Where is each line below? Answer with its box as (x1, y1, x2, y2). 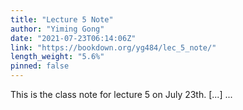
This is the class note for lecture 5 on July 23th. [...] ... (10, 89, 233, 100)
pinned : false (10, 61, 70, 71)
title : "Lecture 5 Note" (10, 14, 114, 25)
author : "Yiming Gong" (10, 24, 105, 34)
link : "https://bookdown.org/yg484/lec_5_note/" (10, 42, 217, 53)
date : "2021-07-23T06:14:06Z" (10, 33, 137, 43)
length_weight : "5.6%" (10, 52, 105, 62)
